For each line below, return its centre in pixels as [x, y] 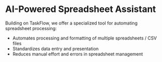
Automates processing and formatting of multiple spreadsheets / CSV [85, 38]
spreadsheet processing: [31, 28]
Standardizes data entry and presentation [56, 48]
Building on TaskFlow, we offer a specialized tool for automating [71, 23]
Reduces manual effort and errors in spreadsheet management [78, 54]
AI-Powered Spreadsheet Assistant [80, 9]
